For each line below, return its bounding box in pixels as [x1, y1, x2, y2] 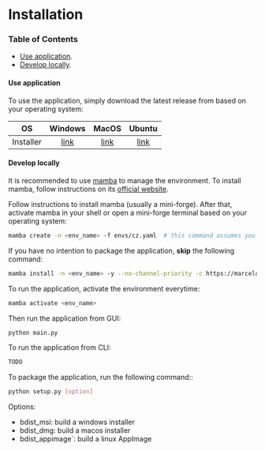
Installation [8, 6, 84, 24]
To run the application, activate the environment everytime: [8, 284, 200, 293]
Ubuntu [129, 122, 158, 133]
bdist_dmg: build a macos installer [19, 426, 131, 435]
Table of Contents [8, 34, 79, 45]
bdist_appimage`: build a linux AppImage [19, 434, 152, 444]
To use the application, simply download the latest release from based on [8, 96, 247, 105]
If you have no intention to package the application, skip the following [8, 246, 235, 255]
